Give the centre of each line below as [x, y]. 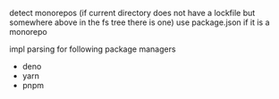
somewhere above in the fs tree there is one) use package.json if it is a [139, 22]
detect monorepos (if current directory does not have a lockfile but [132, 13]
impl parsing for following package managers [93, 49]
